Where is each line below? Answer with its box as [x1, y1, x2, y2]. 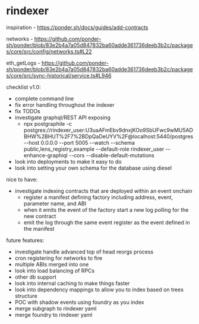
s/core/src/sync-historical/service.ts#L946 [6, 72, 112, 79]
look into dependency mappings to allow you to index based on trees [14, 286, 184, 293]
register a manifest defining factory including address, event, [23, 193, 173, 201]
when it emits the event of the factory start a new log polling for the [23, 206, 189, 213]
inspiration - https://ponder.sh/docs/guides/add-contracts [6, 24, 149, 31]
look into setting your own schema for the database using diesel [14, 164, 172, 171]
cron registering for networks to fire [14, 254, 103, 262]
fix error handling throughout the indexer [14, 101, 115, 108]
